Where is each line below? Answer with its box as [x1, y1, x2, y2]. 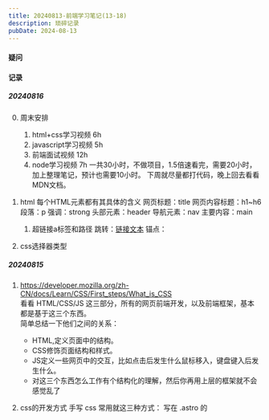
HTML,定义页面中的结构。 [31, 335, 118, 345]
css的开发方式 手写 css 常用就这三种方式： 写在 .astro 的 [19, 402, 208, 412]
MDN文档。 [31, 180, 71, 190]
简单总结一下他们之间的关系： [19, 318, 119, 328]
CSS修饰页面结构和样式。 [31, 345, 117, 355]
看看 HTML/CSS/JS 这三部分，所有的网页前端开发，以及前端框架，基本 [19, 298, 255, 308]
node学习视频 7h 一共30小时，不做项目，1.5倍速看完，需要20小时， [31, 160, 257, 169]
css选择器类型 [19, 241, 67, 251]
